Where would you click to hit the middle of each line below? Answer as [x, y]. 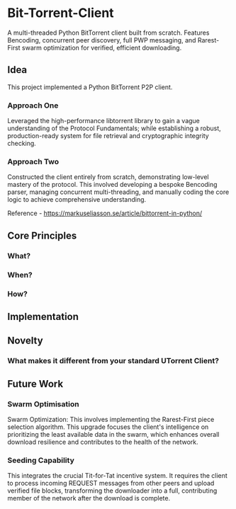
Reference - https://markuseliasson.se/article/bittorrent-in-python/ [105, 213]
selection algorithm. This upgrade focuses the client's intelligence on [108, 427]
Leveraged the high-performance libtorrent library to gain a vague [104, 121]
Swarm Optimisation [43, 404]
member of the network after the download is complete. [89, 498]
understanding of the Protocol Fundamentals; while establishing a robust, [114, 128]
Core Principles [42, 235]
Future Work [35, 384]
